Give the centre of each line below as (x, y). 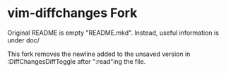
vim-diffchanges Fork (72, 13)
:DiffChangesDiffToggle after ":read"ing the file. (77, 61)
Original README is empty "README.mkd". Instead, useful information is (113, 33)
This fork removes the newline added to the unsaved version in (99, 54)
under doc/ (24, 40)
